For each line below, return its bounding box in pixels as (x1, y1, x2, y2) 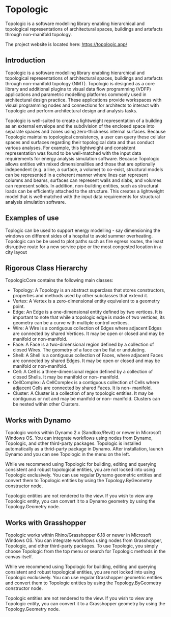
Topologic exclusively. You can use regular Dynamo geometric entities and (5, 472, 162, 478)
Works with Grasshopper (5, 518, 87, 527)
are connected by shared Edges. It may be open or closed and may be (12, 358, 160, 364)
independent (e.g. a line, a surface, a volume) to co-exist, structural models (5, 166, 163, 172)
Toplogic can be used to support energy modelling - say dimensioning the (5, 227, 160, 233)
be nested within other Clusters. (12, 401, 80, 407)
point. (12, 303, 25, 310)
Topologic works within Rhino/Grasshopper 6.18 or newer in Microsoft (5, 532, 152, 538)
